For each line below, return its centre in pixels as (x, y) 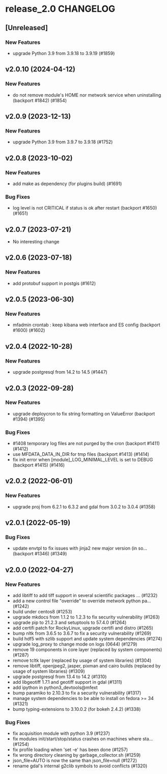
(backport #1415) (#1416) (39, 465)
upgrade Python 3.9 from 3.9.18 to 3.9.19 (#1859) (64, 53)
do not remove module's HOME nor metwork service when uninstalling (87, 95)
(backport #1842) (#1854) (40, 100)
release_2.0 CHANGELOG (60, 9)
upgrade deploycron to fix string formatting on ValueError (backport (84, 414)
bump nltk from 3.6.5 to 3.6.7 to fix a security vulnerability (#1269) (82, 633)
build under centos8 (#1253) (42, 612)
